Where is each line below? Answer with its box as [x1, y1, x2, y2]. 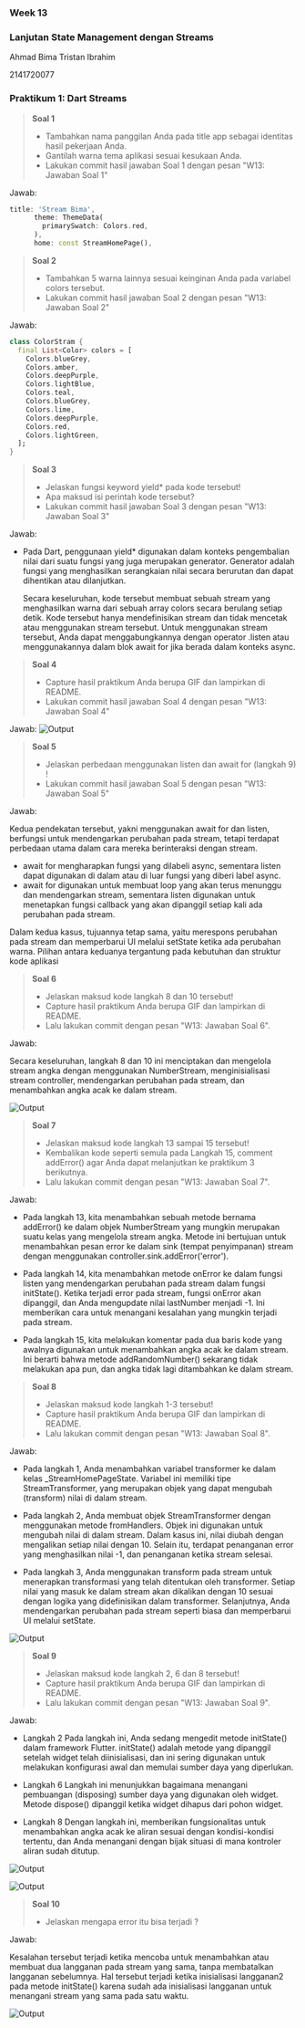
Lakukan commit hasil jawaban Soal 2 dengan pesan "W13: [45, 292, 267, 303]
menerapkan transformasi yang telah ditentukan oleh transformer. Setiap [22, 1576, 296, 1587]
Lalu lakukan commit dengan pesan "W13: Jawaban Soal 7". [45, 1176, 270, 1187]
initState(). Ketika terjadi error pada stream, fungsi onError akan [22, 1288, 261, 1299]
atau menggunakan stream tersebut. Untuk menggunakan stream [22, 622, 269, 633]
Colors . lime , [25, 404, 76, 414]
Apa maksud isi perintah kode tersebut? [45, 491, 195, 503]
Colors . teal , [25, 388, 76, 398]
